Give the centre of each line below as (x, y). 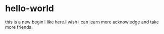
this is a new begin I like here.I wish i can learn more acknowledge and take (82, 22)
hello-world (30, 8)
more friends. (19, 27)
